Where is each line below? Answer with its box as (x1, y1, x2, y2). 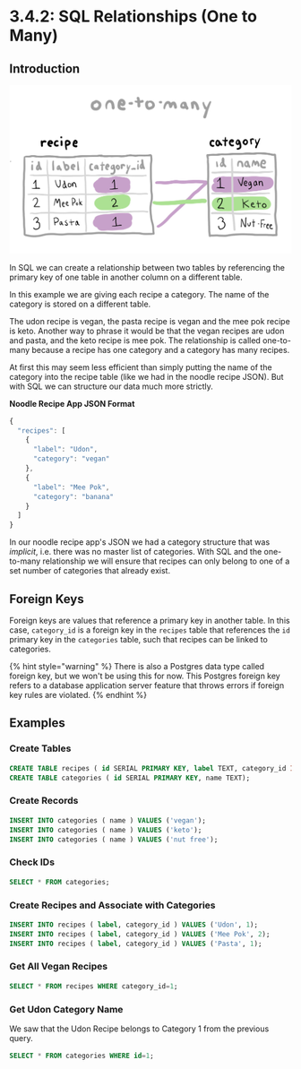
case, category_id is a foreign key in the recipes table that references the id (9, 625, 291, 635)
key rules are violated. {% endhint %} (9, 690, 148, 701)
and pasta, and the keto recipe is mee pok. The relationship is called (9, 334, 262, 346)
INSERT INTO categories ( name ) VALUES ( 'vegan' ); (9, 815, 206, 825)
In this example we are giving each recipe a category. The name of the (9, 289, 270, 299)
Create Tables (9, 742, 72, 754)
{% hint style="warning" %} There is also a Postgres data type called (9, 661, 265, 672)
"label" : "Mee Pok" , (32, 482, 110, 492)
